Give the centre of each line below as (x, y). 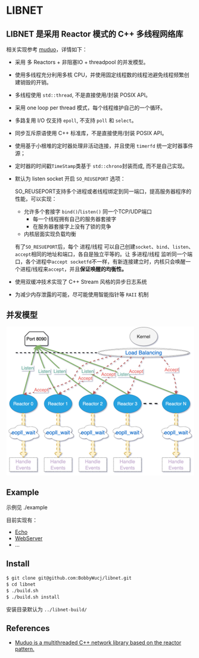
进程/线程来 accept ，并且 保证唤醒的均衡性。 (73, 269)
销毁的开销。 (36, 82)
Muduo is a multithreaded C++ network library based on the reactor (98, 642)
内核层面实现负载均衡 (50, 234)
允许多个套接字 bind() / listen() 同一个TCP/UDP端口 (88, 212)
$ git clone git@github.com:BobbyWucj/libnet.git (69, 578)
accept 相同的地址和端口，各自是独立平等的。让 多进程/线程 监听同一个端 (103, 254)
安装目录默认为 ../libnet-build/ (47, 609)
